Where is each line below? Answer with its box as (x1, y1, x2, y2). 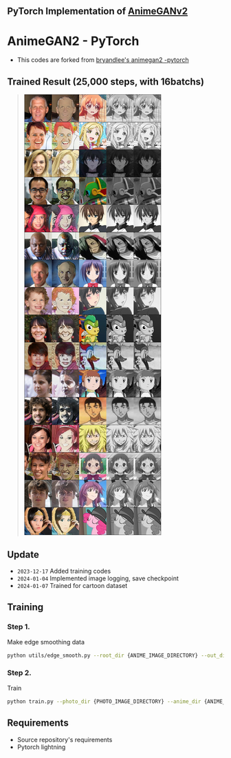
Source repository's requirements (16, 735, 113, 744)
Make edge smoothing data (7, 638, 85, 646)
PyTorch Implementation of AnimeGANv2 (7, 6, 188, 17)
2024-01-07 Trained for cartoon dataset (16, 581, 128, 589)
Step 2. (7, 668, 32, 677)
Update (7, 549, 40, 560)
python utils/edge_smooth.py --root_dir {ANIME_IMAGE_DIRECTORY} (7, 652, 198, 659)
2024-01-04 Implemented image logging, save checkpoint (16, 574, 179, 582)
